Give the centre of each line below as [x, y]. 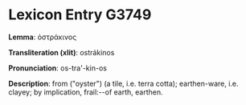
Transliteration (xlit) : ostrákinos [61, 52]
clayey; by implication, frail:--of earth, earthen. [86, 92]
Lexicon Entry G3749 [80, 15]
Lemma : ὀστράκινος [43, 37]
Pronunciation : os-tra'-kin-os [57, 68]
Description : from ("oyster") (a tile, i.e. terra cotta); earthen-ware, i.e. [123, 83]
